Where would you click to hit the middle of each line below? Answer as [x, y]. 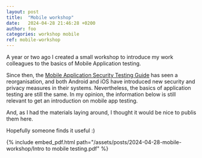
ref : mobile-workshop [33, 40]
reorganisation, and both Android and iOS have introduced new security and [101, 81]
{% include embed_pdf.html [41, 142]
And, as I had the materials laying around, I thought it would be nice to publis [101, 112]
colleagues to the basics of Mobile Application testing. [74, 63]
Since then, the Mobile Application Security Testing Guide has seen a [92, 75]
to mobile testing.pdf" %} [77, 149]
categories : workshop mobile [43, 34]
